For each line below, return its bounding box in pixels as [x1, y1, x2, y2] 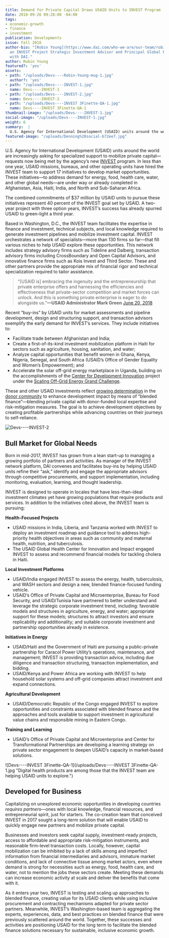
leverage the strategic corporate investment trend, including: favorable [12, 603, 159, 609]
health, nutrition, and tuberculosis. [12, 541, 84, 547]
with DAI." [10, 54, 33, 59]
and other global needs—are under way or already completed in [5, 180, 138, 186]
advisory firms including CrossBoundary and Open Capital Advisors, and [5, 253, 156, 259]
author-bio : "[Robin [5, 45, 49, 50]
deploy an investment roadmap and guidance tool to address [12, 530, 139, 536]
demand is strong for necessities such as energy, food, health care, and [5, 864, 154, 870]
